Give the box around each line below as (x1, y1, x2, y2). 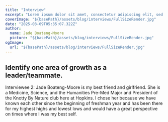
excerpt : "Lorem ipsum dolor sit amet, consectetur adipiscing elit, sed (5, 12, 163, 17)
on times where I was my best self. (5, 111, 77, 117)
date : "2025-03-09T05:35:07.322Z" (5, 21, 78, 27)
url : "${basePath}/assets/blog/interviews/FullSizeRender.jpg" (10, 45, 145, 50)
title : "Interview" (5, 7, 46, 13)
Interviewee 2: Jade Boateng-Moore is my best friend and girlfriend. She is (5, 84, 160, 90)
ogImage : (5, 40, 24, 45)
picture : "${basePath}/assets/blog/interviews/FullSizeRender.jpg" (10, 36, 154, 41)
